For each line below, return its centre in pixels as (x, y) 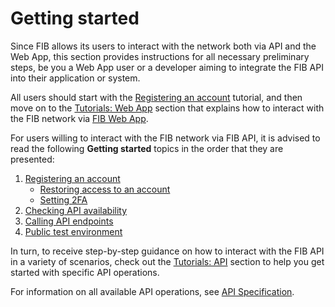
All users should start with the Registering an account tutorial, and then (156, 97)
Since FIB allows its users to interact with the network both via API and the (163, 46)
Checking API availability (76, 210)
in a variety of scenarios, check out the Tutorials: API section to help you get (167, 261)
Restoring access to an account (105, 189)
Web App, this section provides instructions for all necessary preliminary (160, 56)
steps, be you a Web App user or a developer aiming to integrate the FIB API (167, 67)
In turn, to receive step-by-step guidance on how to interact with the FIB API (167, 251)
